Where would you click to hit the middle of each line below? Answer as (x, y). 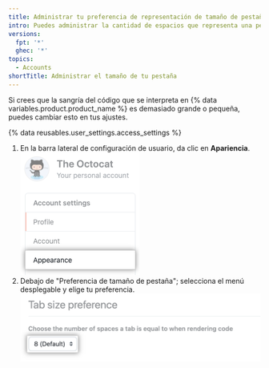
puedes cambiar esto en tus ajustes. (68, 117)
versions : (25, 34)
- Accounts (34, 68)
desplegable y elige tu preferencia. (77, 289)
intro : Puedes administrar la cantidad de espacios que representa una (130, 25)
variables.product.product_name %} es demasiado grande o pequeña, (124, 108)
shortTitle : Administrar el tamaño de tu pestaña (93, 76)
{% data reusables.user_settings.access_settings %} (95, 132)
